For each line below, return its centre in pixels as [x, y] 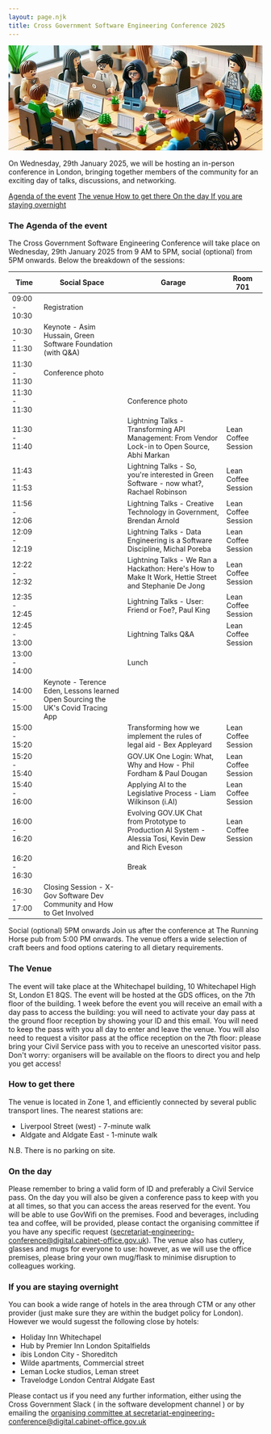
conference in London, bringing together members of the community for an [133, 172]
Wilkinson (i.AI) [152, 801]
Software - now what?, [165, 484]
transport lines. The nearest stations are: [76, 1110]
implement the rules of [165, 736]
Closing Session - [73, 887]
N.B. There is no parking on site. [62, 1150]
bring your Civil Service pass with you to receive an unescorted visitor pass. [135, 1046]
